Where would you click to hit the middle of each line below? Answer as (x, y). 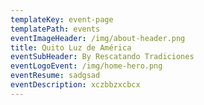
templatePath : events (55, 29)
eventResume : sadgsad (55, 76)
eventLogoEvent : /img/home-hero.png (86, 66)
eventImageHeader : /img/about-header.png (98, 38)
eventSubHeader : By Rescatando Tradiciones (102, 57)
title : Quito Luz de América (71, 47)
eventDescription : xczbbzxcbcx (75, 85)
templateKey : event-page (62, 19)
